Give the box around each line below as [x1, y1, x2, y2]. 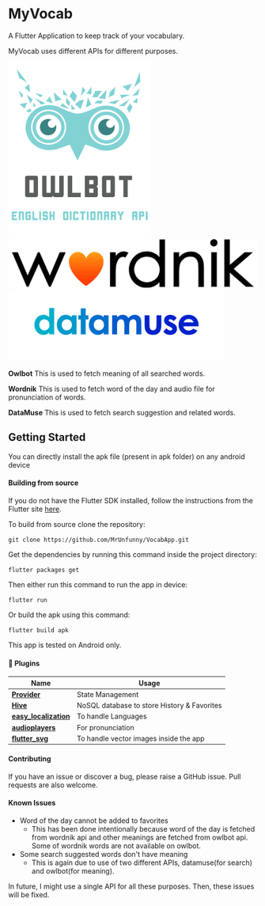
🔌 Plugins [8, 658, 40, 668]
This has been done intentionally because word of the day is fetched [31, 824, 256, 833]
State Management [76, 689, 139, 699]
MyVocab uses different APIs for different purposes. [8, 46, 178, 55]
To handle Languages [76, 711, 148, 721]
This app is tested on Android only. [8, 640, 122, 650]
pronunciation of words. [8, 392, 86, 402]
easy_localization [11, 711, 70, 721]
